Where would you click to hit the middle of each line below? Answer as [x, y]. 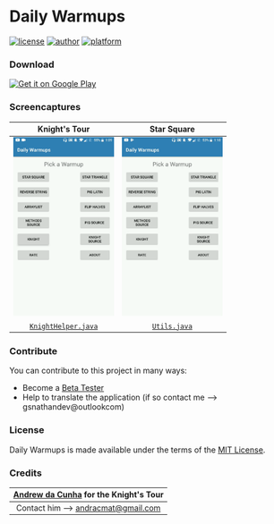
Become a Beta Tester [63, 388]
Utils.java [172, 326]
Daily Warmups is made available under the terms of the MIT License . [137, 450]
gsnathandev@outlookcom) [73, 407]
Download [32, 64]
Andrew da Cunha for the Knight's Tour [88, 494]
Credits [26, 473]
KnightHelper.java [64, 326]
